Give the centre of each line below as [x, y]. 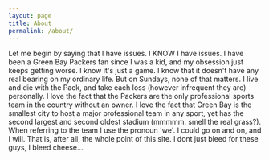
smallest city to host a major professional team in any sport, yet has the [126, 113]
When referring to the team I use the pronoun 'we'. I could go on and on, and [135, 130]
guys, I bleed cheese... [46, 148]
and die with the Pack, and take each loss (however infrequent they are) [127, 88]
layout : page [30, 16]
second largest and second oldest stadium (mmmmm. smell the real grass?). [135, 122]
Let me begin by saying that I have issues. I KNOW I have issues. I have [126, 54]
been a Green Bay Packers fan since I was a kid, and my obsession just [126, 62]
